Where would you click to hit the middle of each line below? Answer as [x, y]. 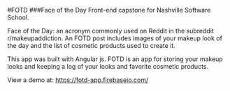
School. [18, 17]
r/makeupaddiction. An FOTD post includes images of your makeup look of [115, 38]
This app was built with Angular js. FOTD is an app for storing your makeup [115, 59]
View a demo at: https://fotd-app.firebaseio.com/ [78, 80]
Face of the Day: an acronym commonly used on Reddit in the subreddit [111, 31]
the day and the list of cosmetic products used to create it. [92, 45]
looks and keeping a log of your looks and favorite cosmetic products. [108, 66]
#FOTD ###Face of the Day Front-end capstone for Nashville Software [109, 10]
